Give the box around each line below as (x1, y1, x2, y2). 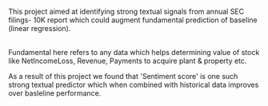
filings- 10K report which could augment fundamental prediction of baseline (8, 15, 258, 25)
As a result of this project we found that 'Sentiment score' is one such (8, 72, 238, 80)
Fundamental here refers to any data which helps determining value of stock (8, 48, 260, 57)
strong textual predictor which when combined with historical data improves (8, 80, 259, 89)
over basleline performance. (8, 88, 102, 98)
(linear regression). (8, 24, 71, 33)
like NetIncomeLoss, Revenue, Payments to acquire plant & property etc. (8, 56, 247, 65)
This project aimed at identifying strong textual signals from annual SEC (8, 7, 245, 16)
